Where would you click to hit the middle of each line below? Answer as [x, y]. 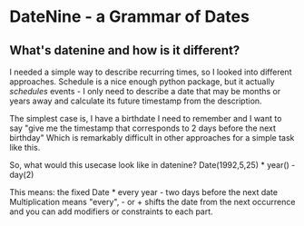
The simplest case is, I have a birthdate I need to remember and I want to [146, 118]
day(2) [22, 175]
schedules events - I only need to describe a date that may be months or [145, 91]
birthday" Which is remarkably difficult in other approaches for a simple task [152, 138]
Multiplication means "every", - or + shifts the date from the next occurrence [152, 202]
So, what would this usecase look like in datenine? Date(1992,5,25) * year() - [152, 165]
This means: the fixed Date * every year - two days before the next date [144, 192]
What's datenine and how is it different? [125, 50]
